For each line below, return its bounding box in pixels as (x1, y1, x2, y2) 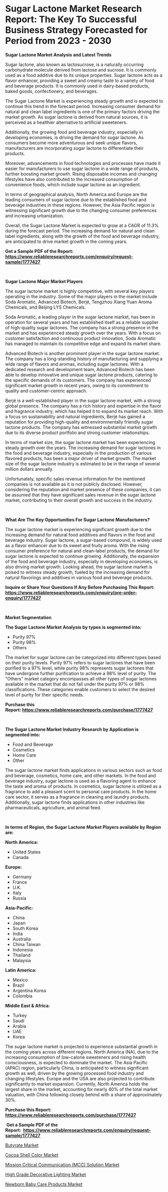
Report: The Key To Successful (5, 14, 137, 25)
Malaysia (12, 957, 31, 963)
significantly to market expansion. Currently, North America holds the (5, 1081, 148, 1087)
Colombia (12, 993, 33, 999)
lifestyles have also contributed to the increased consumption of (5, 176, 138, 182)
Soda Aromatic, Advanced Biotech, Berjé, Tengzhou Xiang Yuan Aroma (5, 299, 152, 305)
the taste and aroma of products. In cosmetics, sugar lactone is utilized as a (5, 783, 161, 789)
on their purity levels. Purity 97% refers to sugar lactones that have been (5, 659, 155, 665)
